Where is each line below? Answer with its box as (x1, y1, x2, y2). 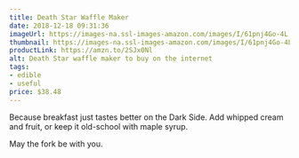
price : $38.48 (9, 87, 62, 96)
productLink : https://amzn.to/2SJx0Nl (9, 46, 153, 55)
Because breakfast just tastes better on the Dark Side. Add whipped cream (9, 112, 284, 122)
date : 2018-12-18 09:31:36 (9, 21, 109, 30)
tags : (9, 63, 29, 72)
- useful (9, 79, 42, 88)
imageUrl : (9, 29, 46, 38)
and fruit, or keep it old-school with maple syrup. (9, 121, 189, 131)
